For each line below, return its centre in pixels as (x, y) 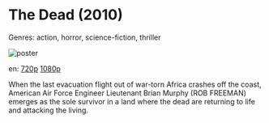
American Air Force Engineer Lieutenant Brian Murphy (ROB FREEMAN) (128, 93)
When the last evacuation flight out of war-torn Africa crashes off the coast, (135, 84)
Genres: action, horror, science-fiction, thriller (85, 37)
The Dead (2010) (66, 15)
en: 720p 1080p (34, 68)
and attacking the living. (49, 110)
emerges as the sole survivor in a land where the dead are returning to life (132, 101)
